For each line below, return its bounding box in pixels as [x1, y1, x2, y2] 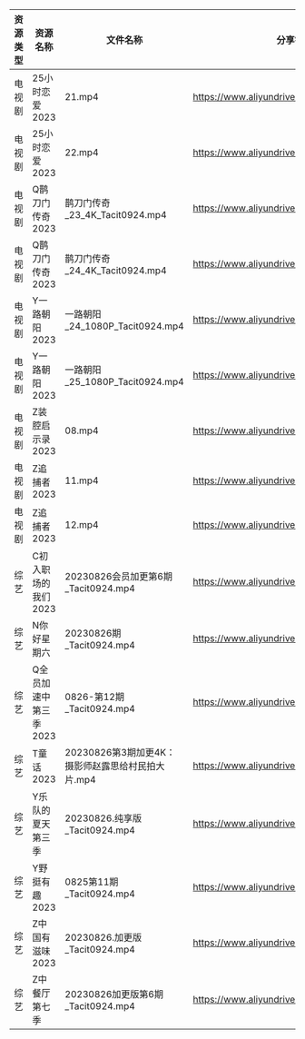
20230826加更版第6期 [64, 988, 163, 1000]
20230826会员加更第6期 [64, 570, 172, 582]
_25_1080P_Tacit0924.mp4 [64, 376, 184, 388]
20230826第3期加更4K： [64, 747, 176, 758]
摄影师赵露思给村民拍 [64, 760, 156, 772]
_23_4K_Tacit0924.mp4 [64, 209, 167, 221]
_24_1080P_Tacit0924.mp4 [64, 320, 184, 332]
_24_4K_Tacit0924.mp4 [64, 264, 167, 276]
